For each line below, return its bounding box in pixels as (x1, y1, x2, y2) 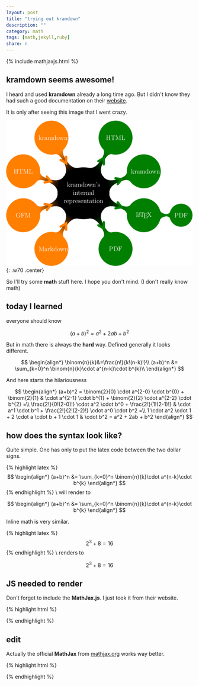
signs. (6, 453, 21, 460)
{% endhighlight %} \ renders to (6, 549, 84, 556)
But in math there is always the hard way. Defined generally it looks (6, 341, 171, 348)
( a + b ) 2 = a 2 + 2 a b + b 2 (70, 329, 129, 337)
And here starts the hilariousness (6, 377, 87, 384)
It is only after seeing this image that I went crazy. (6, 108, 127, 116)
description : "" (6, 22, 46, 28)
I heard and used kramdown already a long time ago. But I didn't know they (6, 91, 191, 98)
